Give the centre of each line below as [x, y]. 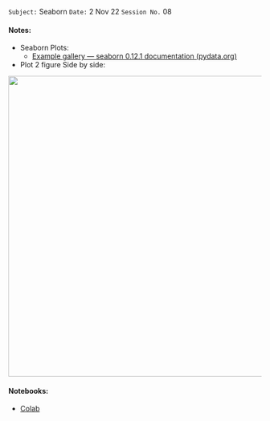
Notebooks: [29, 391]
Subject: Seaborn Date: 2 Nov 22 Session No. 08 [90, 12]
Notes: [20, 30]
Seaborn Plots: [45, 48]
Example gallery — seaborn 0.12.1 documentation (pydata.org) [134, 56]
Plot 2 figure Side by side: [63, 65]
